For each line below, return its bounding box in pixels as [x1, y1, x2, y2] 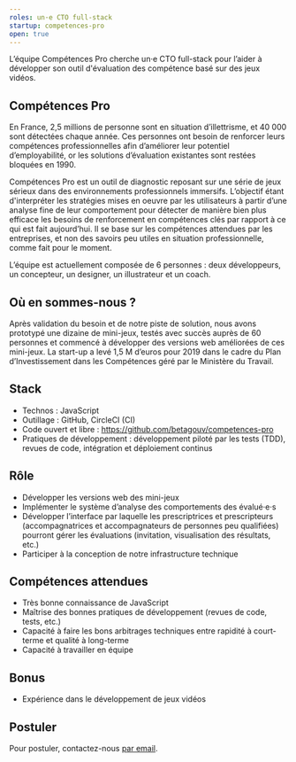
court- [253, 626, 277, 636]
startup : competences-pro [9, 21, 104, 30]
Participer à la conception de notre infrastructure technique [21, 548, 239, 559]
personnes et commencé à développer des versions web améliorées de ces [9, 338, 285, 347]
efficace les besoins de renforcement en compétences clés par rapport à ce [9, 214, 286, 225]
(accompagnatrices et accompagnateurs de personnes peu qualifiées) [21, 520, 279, 531]
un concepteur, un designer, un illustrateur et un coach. [9, 269, 211, 280]
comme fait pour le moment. [9, 243, 112, 253]
